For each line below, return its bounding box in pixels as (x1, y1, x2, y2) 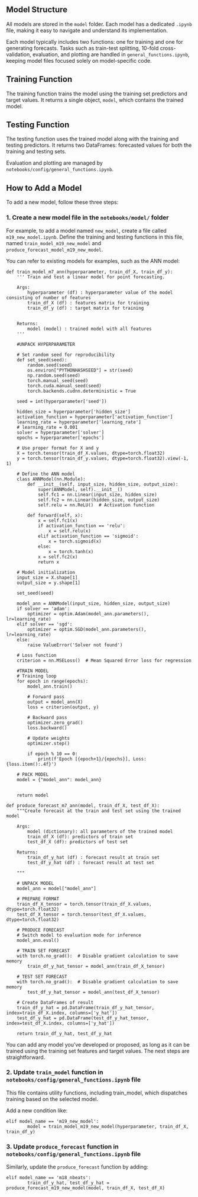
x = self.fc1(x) (37, 518, 78, 524)
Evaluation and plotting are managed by (6, 159, 103, 166)
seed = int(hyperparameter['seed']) (17, 398, 108, 405)
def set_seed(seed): (17, 357, 67, 363)
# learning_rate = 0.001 (17, 424, 78, 430)
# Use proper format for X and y (17, 445, 99, 451)
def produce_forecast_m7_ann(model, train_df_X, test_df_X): (6, 803, 160, 808)
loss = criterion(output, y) (27, 704, 99, 710)
